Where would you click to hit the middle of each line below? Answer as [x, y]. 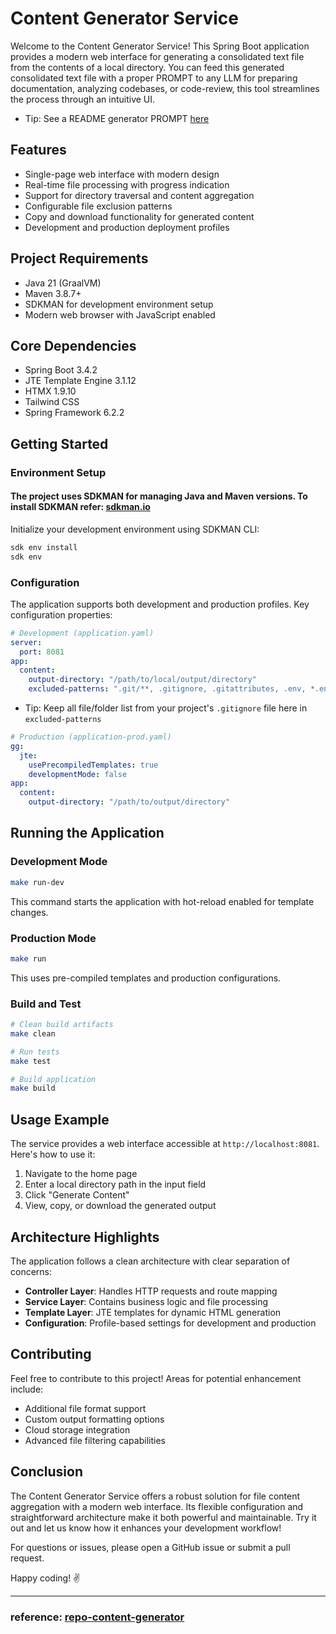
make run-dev [37, 882]
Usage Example [60, 1119]
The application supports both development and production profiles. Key [160, 604]
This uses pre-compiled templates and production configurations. [146, 978]
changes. [29, 912]
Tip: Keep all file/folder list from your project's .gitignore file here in [166, 708]
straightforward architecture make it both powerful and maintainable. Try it [163, 1517]
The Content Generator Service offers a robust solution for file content [155, 1496]
